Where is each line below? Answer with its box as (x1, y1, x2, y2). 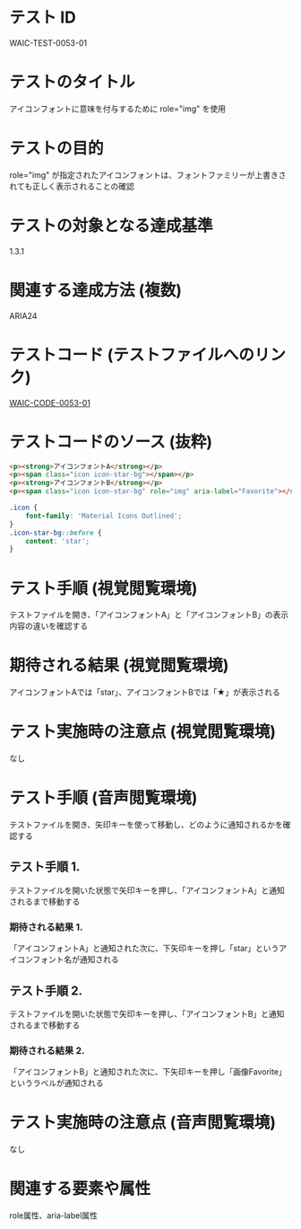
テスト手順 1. (9, 859, 81, 875)
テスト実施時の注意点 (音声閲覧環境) (9, 1112, 276, 1133)
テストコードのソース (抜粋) (9, 431, 213, 452)
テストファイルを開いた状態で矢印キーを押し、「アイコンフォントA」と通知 (9, 885, 285, 896)
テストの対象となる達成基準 (9, 216, 213, 235)
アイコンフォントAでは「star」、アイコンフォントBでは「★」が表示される (9, 687, 280, 698)
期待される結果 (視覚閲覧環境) (9, 656, 229, 676)
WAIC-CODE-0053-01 (9, 397, 91, 408)
